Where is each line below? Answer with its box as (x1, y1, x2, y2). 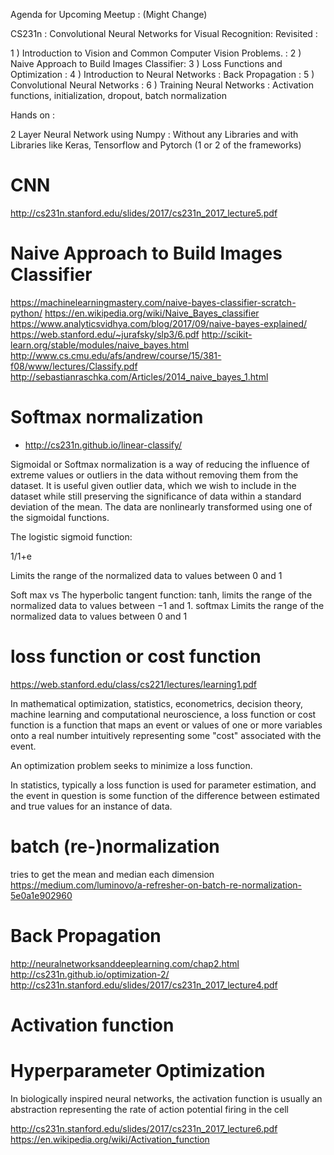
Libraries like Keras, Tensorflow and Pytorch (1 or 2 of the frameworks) (10, 139, 302, 151)
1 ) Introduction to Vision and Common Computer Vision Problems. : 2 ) (10, 47, 302, 59)
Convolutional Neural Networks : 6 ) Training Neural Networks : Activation (10, 79, 315, 91)
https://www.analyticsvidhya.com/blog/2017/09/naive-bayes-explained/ (10, 317, 308, 329)
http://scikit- (201, 328, 253, 340)
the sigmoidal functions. (10, 511, 110, 523)
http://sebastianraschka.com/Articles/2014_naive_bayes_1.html (10, 370, 269, 383)
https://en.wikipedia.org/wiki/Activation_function (10, 1133, 210, 1145)
